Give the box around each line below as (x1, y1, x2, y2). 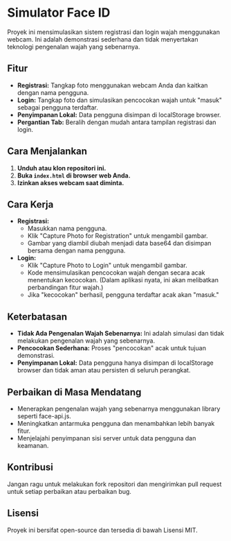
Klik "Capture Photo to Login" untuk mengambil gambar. (27, 261, 188, 270)
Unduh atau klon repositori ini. (17, 164, 107, 172)
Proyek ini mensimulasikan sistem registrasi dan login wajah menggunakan (7, 28, 220, 36)
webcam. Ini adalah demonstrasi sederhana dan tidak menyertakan (7, 35, 198, 43)
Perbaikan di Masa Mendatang (7, 386, 142, 398)
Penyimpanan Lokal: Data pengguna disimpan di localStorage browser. (17, 110, 221, 119)
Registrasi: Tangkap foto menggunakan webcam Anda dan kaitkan (17, 81, 208, 89)
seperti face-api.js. (17, 412, 71, 420)
